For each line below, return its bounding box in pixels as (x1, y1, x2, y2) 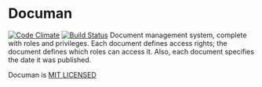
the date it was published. (8, 55, 92, 64)
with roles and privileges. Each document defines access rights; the (8, 38, 227, 47)
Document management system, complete (109, 30, 247, 40)
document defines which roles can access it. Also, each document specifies (8, 47, 255, 56)
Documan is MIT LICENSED (8, 70, 96, 79)
